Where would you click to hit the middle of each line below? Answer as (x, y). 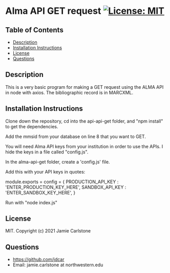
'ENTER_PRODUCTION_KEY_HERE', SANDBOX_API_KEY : (66, 187)
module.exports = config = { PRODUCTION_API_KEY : (62, 182)
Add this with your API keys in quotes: (45, 171)
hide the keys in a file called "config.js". (47, 152)
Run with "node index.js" (31, 202)
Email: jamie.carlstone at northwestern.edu (58, 265)
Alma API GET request (53, 11)
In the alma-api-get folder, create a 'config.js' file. (58, 162)
